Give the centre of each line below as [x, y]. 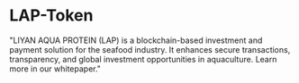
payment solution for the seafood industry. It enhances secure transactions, [150, 49]
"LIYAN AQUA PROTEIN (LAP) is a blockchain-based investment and [136, 40]
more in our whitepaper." [55, 69]
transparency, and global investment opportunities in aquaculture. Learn [143, 59]
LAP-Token [51, 16]
